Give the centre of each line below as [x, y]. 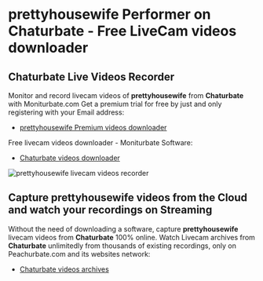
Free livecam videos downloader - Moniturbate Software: [100, 142]
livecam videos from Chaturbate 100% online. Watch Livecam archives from [131, 237]
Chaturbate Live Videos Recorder [91, 77]
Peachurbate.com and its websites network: [79, 254]
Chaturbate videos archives [64, 269]
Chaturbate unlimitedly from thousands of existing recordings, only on [122, 246]
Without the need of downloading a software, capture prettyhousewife [123, 228]
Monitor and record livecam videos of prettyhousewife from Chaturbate [126, 95]
